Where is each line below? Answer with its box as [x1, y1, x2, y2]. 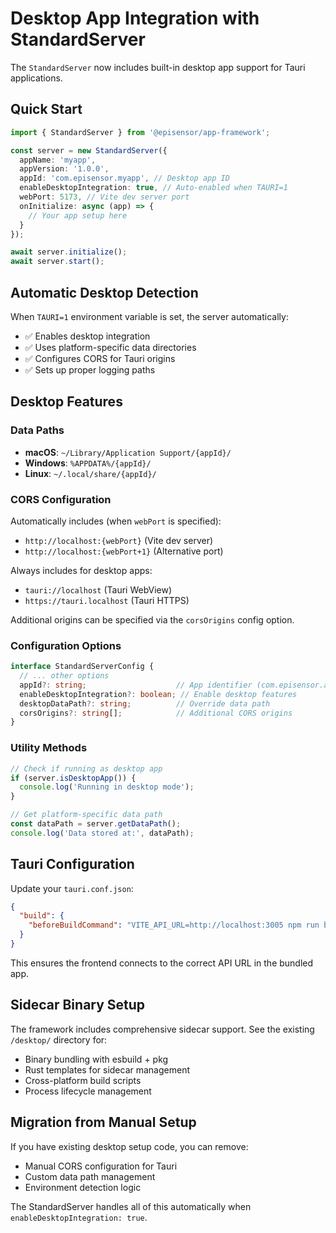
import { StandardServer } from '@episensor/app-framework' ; [10, 127, 271, 137]
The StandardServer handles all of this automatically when [10, 1200, 252, 1212]
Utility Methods [10, 741, 88, 755]
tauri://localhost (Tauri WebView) [24, 583, 173, 596]
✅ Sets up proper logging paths [24, 363, 156, 376]
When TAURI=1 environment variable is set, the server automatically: [10, 310, 289, 322]
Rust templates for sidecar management [24, 1063, 190, 1076]
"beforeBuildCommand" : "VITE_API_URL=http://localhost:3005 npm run [28, 920, 320, 931]
